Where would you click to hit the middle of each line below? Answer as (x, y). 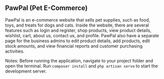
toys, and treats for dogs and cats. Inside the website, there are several (77, 25)
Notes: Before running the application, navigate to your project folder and (79, 60)
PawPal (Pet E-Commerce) (46, 8)
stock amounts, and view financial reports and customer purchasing (74, 46)
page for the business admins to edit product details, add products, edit (78, 41)
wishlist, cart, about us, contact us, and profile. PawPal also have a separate (82, 35)
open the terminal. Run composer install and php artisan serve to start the (82, 66)
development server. (26, 71)
